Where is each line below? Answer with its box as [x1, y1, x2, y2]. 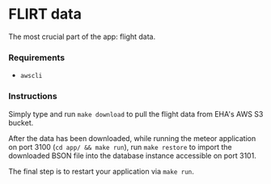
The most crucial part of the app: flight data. [8, 32, 156, 41]
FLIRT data [8, 5, 83, 24]
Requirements [8, 52, 66, 63]
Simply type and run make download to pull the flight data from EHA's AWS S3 [8, 109, 264, 118]
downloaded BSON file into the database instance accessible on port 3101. [8, 151, 256, 160]
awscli [19, 72, 43, 80]
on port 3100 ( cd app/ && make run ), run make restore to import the [8, 142, 232, 152]
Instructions [8, 91, 58, 102]
